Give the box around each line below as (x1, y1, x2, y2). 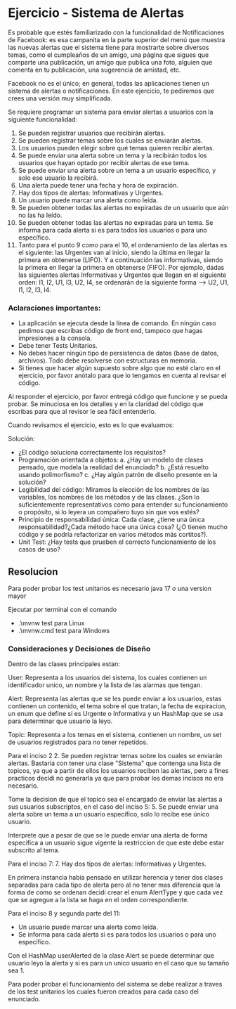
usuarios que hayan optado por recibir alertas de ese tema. (18, 158, 190, 167)
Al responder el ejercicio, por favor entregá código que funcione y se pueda (8, 392, 228, 401)
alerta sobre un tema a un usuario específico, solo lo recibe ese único (8, 810, 210, 819)
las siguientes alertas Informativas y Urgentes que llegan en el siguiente (18, 271, 227, 279)
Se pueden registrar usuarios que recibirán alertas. (18, 129, 166, 137)
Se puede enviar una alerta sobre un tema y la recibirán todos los (18, 151, 207, 160)
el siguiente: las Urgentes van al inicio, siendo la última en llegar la (18, 248, 210, 256)
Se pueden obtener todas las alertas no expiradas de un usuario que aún (18, 203, 229, 211)
